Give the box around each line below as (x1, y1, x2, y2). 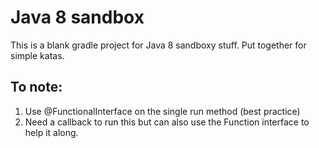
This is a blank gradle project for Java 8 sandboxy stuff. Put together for (10, 39, 307, 51)
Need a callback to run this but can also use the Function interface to (24, 116, 310, 128)
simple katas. (10, 49, 65, 61)
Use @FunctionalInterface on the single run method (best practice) (24, 105, 301, 117)
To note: (10, 79, 63, 96)
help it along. (24, 126, 79, 138)
